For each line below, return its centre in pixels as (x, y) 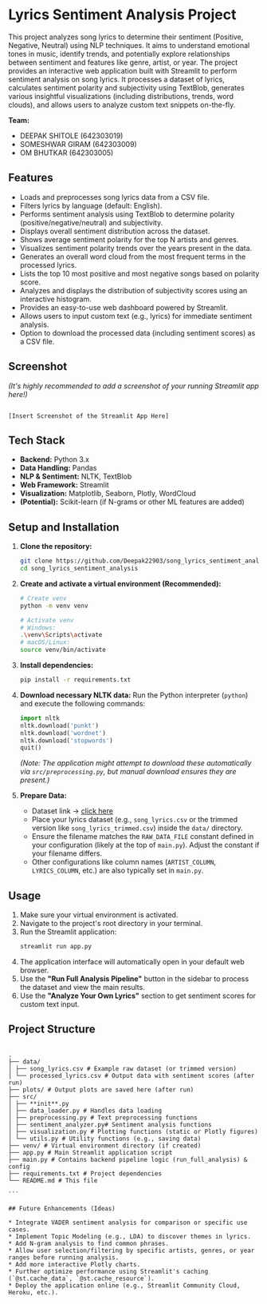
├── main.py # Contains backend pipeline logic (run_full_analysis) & (128, 1159)
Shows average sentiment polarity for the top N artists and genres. (129, 239)
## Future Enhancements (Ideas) (62, 1208)
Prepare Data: (43, 796)
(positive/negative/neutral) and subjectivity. (91, 222)
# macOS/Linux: (45, 642)
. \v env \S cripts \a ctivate (61, 635)
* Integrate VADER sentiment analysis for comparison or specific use (128, 1222)
